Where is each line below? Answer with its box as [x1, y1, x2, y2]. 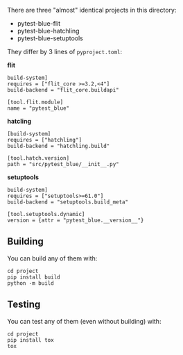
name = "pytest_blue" [7, 105, 70, 112]
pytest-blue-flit [17, 19, 61, 27]
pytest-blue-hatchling [17, 27, 80, 35]
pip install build [7, 274, 60, 281]
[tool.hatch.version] [7, 155, 70, 162]
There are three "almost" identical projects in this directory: [7, 6, 177, 14]
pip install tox [7, 336, 54, 343]
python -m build [7, 279, 54, 287]
